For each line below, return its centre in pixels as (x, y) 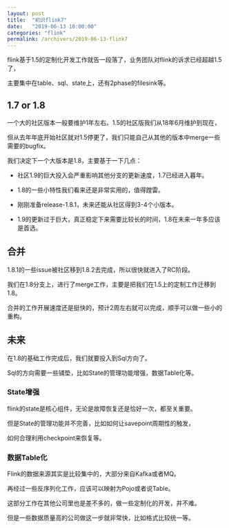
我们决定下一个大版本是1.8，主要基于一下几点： (75, 160)
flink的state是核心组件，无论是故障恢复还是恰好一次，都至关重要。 (102, 409)
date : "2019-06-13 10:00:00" (52, 26)
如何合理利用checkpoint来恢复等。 (56, 438)
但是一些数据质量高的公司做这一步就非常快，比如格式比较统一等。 (101, 518)
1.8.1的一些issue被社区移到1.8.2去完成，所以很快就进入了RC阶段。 (101, 269)
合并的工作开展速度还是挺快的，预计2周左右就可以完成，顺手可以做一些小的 (115, 307)
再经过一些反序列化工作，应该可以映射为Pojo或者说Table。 (91, 489)
